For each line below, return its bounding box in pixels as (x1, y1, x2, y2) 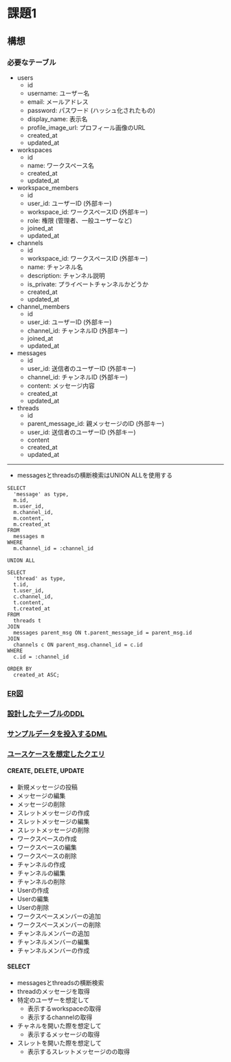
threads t (13, 617, 41, 624)
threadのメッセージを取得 (16, 987, 91, 995)
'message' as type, (13, 491, 69, 498)
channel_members (16, 302, 70, 310)
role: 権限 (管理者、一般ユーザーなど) (27, 216, 133, 224)
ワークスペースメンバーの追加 (16, 912, 101, 920)
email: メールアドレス (27, 97, 89, 106)
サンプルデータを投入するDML (7, 729, 108, 739)
